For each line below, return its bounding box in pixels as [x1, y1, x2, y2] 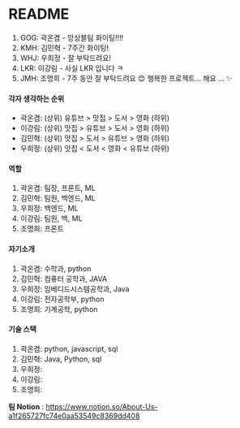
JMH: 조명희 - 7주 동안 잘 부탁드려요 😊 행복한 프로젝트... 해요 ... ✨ [19, 73, 233, 83]
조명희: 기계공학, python [19, 304, 98, 313]
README [8, 5, 70, 24]
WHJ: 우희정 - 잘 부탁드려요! [19, 53, 112, 63]
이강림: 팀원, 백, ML [19, 214, 83, 223]
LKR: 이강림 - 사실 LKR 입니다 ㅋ [19, 63, 124, 73]
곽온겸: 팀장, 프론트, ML [19, 184, 96, 193]
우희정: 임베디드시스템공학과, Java [19, 283, 130, 293]
